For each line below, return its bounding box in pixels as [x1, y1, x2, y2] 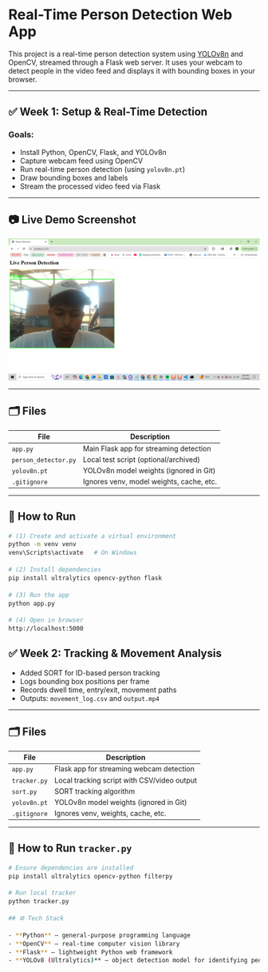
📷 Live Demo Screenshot [8, 213, 136, 227]
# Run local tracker [8, 889, 77, 897]
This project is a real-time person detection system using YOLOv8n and [8, 49, 243, 58]
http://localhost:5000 [8, 625, 84, 633]
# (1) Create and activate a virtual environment [8, 532, 177, 540]
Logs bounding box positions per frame [19, 676, 150, 686]
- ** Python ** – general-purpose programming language [8, 931, 191, 939]
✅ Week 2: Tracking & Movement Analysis [8, 647, 222, 660]
